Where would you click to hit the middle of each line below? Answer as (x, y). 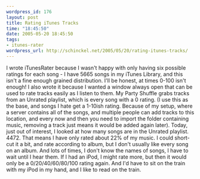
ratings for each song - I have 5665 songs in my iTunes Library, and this (95, 74)
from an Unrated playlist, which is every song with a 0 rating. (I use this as (97, 99)
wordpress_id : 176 (29, 12)
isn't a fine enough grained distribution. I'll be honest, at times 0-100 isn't (96, 80)
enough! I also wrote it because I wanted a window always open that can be (99, 87)
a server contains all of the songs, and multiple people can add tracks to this (100, 112)
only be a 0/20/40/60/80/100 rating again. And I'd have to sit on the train (96, 163)
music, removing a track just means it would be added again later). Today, (97, 125)
